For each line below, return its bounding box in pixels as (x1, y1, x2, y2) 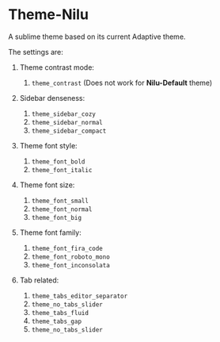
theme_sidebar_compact (31, 127, 107, 135)
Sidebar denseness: (19, 93, 85, 102)
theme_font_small (31, 197, 89, 205)
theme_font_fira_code (31, 244, 103, 252)
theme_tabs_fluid (31, 309, 89, 317)
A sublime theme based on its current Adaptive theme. (8, 32, 186, 41)
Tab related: (19, 275, 59, 285)
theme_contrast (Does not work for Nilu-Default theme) (31, 78, 213, 87)
